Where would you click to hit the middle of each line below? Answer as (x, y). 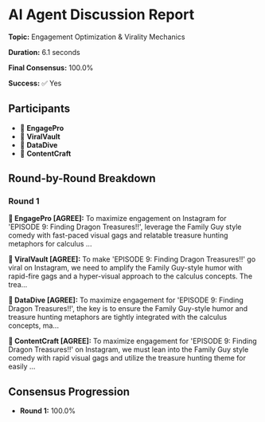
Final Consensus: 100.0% (51, 67)
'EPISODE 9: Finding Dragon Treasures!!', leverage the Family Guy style (125, 227)
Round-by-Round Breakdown (82, 178)
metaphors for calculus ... (50, 244)
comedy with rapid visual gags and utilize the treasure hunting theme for (127, 358)
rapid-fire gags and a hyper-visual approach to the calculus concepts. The (131, 276)
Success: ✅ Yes (35, 83)
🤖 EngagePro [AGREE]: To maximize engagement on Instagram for (117, 219)
